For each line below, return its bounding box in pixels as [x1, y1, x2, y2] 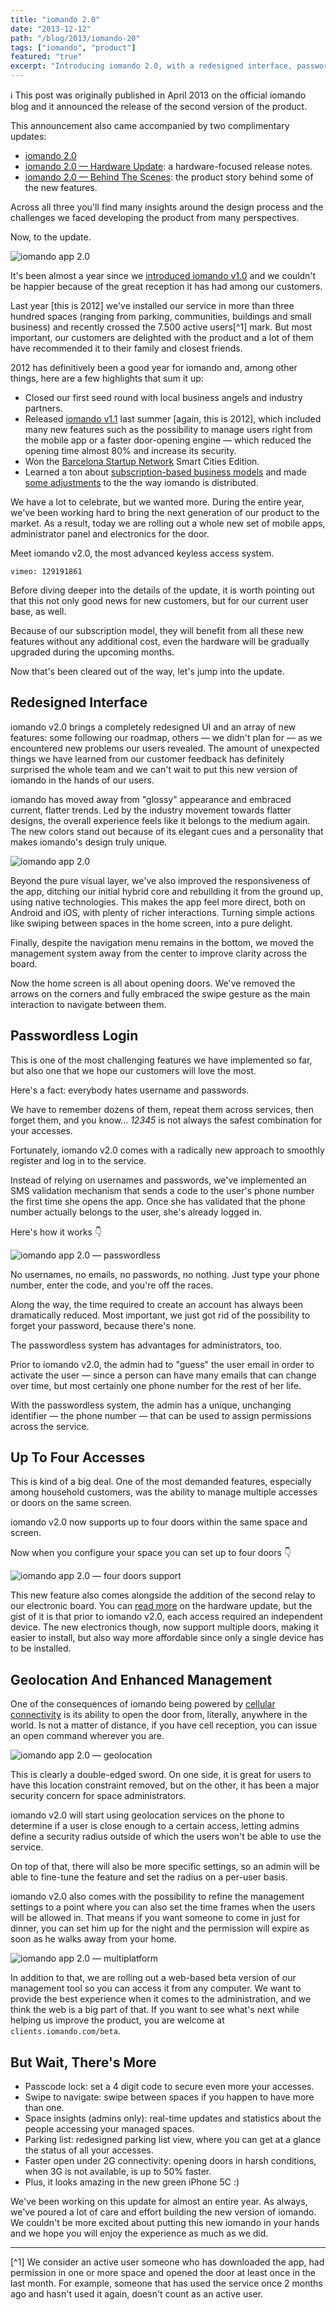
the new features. [24, 182, 98, 193]
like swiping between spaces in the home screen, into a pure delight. [10, 917, 293, 929]
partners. [24, 402, 63, 414]
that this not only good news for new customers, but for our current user [10, 595, 309, 606]
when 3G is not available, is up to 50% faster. [24, 2166, 212, 2178]
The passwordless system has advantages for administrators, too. [10, 1339, 283, 1351]
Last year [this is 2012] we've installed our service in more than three [10, 300, 295, 311]
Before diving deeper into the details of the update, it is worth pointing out [10, 584, 315, 596]
